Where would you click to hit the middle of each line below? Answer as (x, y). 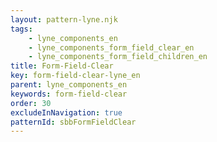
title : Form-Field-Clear (62, 66)
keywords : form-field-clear (69, 94)
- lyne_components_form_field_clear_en (111, 47)
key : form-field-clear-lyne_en (75, 76)
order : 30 (31, 103)
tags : (21, 29)
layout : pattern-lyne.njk (64, 19)
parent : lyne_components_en (69, 85)
